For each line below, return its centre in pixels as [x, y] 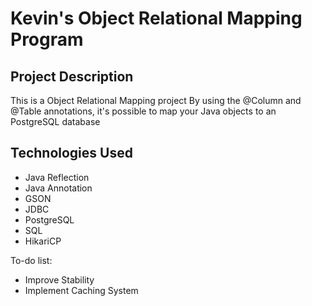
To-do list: [31, 260]
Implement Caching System [81, 290]
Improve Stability [59, 279]
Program [47, 39]
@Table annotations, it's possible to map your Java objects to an [143, 111]
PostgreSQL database [55, 121]
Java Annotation [58, 188]
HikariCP [43, 241]
